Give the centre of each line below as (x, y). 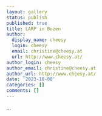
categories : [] (25, 85)
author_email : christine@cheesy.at (51, 68)
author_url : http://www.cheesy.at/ (51, 74)
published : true (27, 23)
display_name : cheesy (39, 40)
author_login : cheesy (34, 62)
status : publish (27, 18)
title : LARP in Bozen (34, 29)
